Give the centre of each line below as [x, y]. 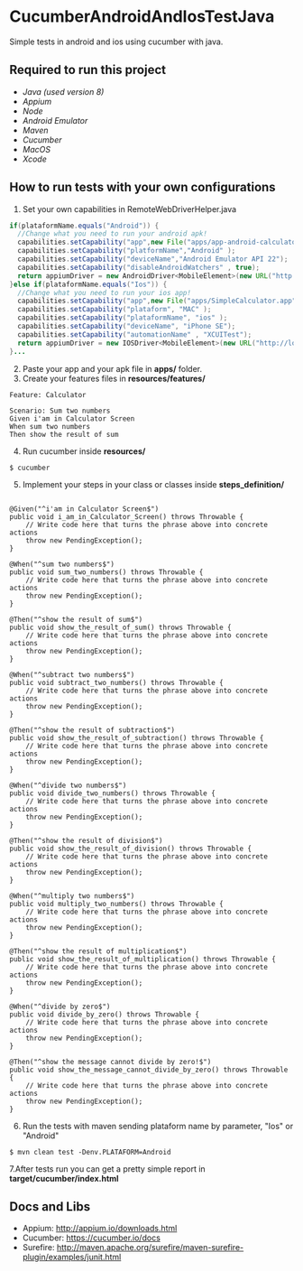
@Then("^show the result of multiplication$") [98, 951]
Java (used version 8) [63, 91]
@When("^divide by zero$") [60, 1007]
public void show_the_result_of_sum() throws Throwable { [120, 627]
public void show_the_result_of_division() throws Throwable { [131, 849]
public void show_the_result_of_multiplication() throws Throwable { [143, 959]
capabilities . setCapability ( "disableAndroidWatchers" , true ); [138, 267]
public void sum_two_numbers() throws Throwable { [106, 572]
